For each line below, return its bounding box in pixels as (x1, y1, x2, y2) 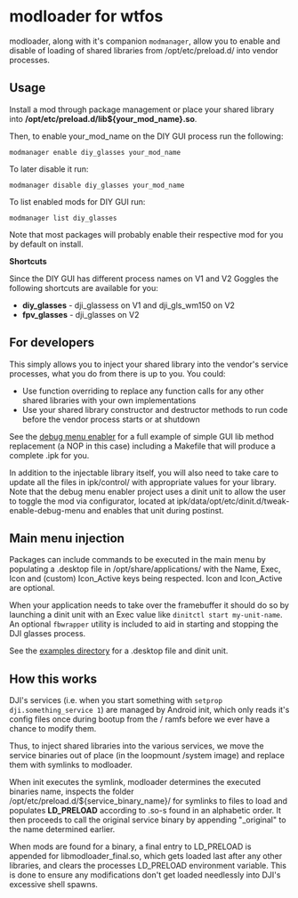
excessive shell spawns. (9, 879, 98, 890)
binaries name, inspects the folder (9, 786, 134, 797)
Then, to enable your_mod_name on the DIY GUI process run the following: (9, 131, 284, 142)
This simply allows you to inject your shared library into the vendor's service (9, 359, 289, 369)
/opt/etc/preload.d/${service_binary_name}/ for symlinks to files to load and (9, 796, 287, 806)
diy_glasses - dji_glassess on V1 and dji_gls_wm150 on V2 (21, 300, 236, 311)
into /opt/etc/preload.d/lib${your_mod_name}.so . (9, 113, 197, 124)
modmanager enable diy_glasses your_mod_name (9, 148, 181, 157)
